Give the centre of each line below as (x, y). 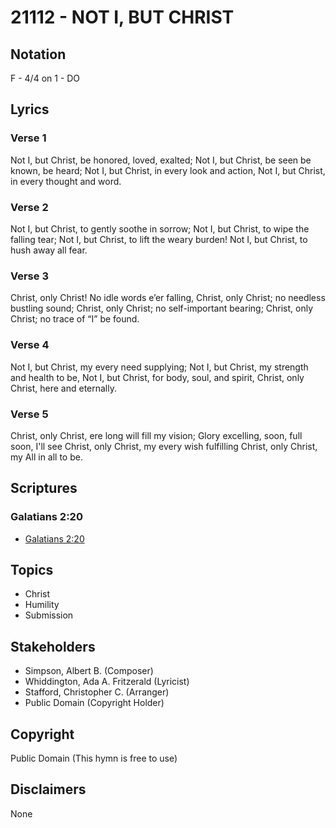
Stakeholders (53, 646)
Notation (38, 54)
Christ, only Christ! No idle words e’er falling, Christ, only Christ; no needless (168, 298)
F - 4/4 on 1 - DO (45, 78)
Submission (49, 615)
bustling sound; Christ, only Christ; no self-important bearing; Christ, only (162, 308)
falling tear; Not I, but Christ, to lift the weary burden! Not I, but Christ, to (159, 239)
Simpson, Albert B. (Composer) (89, 671)
